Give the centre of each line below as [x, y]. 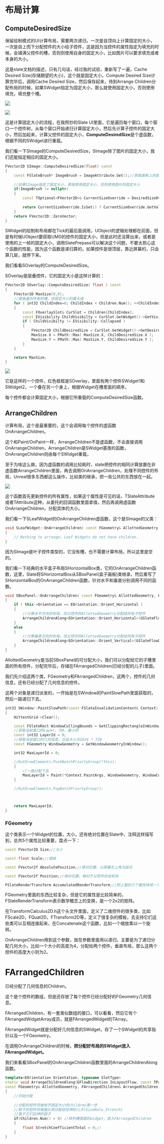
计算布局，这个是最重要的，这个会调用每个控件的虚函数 [61, 425]
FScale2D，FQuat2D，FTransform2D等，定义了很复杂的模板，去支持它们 [79, 917]
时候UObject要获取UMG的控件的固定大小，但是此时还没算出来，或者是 [85, 237]
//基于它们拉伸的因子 [32, 1114]
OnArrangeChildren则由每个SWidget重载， [48, 454]
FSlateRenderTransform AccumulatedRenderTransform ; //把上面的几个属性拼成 [79, 885]
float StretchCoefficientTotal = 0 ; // [62, 1128]
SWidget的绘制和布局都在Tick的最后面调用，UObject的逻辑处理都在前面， [80, 231]
